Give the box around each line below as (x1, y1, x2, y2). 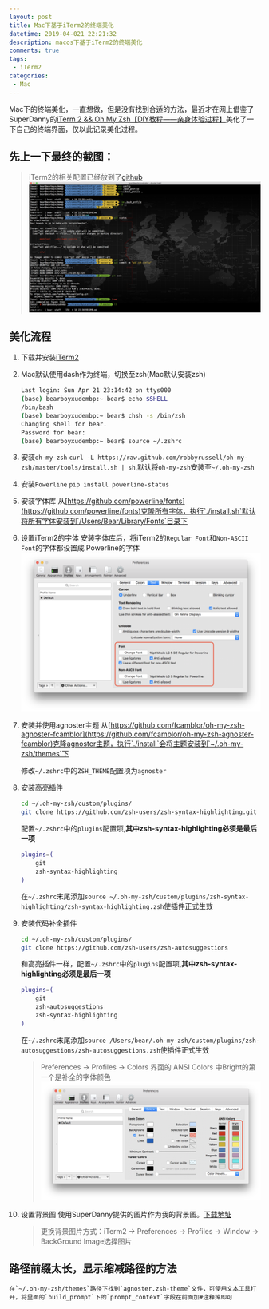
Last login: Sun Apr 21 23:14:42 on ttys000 (20, 387, 172, 395)
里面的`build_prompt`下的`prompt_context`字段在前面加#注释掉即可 (26, 1294, 233, 1302)
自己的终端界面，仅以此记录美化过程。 (15, 124, 142, 133)
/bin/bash (20, 403, 54, 411)
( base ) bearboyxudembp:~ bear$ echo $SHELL (20, 395, 168, 403)
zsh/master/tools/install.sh (20, 464, 118, 472)
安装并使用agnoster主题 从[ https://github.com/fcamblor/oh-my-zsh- (20, 720, 246, 730)
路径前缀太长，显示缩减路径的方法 (9, 1262, 177, 1275)
